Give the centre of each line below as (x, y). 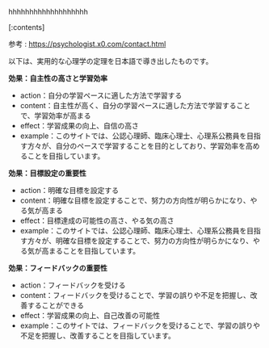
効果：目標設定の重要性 (47, 173)
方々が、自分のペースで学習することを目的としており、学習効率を (137, 146)
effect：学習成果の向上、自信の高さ (80, 126)
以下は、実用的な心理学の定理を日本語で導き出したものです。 (111, 61)
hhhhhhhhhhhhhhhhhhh (48, 12)
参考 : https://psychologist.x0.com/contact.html (87, 44)
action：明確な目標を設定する (69, 190)
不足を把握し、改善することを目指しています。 (97, 335)
